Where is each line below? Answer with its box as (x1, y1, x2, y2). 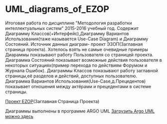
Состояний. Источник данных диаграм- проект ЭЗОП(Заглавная (5, 41, 143, 47)
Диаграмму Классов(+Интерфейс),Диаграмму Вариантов (5, 30, 129, 36)
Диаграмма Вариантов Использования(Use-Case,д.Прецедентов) (5, 78, 146, 84)
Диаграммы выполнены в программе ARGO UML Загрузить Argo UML (5, 108, 155, 114)
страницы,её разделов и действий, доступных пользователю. (5, 73, 137, 79)
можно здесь (5, 113, 34, 119)
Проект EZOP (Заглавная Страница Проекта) (5, 98, 100, 104)
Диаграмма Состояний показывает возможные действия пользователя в (5, 57, 162, 63)
